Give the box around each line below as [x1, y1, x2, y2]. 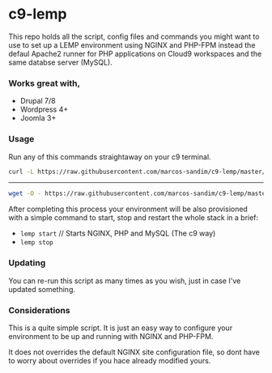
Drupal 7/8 [19, 96, 56, 106]
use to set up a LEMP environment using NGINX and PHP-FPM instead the [8, 40, 256, 49]
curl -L [8, 167, 35, 176]
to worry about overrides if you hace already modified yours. [8, 355, 211, 365]
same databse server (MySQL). [8, 57, 113, 67]
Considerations [8, 304, 70, 316]
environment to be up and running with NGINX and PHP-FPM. [8, 331, 214, 341]
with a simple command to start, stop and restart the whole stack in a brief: [8, 213, 259, 223]
